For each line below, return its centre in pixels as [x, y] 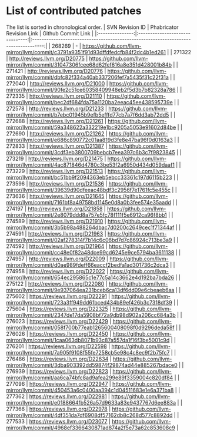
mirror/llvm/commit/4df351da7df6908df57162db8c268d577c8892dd [89, 415]
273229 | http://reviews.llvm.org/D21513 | [56, 171]
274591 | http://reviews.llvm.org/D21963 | [56, 233]
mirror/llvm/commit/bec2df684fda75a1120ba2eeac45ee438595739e [90, 102]
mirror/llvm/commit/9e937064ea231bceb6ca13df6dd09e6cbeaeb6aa [90, 290]
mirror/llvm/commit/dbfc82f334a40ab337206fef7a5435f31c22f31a [88, 77]
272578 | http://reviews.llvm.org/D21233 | [57, 108]
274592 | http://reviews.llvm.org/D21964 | [57, 246]
